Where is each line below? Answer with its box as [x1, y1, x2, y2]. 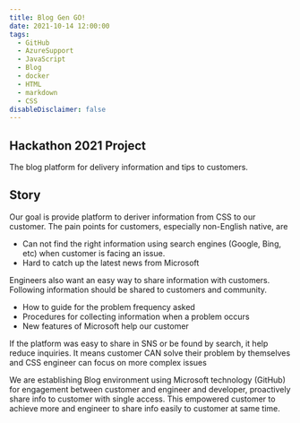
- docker [17, 72, 50, 81]
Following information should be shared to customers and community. [9, 284, 267, 295]
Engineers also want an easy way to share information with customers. [9, 274, 270, 285]
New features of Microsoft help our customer [21, 320, 190, 332]
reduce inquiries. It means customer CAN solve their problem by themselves [9, 347, 291, 358]
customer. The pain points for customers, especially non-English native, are [9, 220, 288, 231]
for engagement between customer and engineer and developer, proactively [9, 384, 291, 394]
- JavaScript [17, 55, 66, 64]
